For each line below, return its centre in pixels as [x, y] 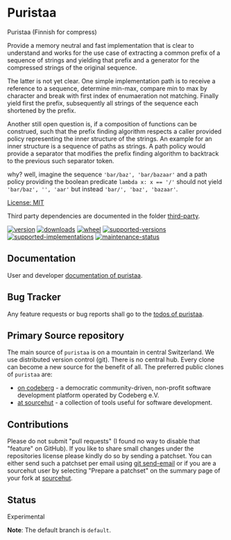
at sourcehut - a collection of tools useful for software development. [115, 403]
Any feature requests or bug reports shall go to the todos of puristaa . [106, 314]
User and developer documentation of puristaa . [75, 275]
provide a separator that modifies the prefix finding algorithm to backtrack [113, 153]
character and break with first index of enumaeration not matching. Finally [113, 96]
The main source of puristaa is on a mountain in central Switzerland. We [111, 353]
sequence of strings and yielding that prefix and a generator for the [103, 60]
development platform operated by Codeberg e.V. [88, 395]
